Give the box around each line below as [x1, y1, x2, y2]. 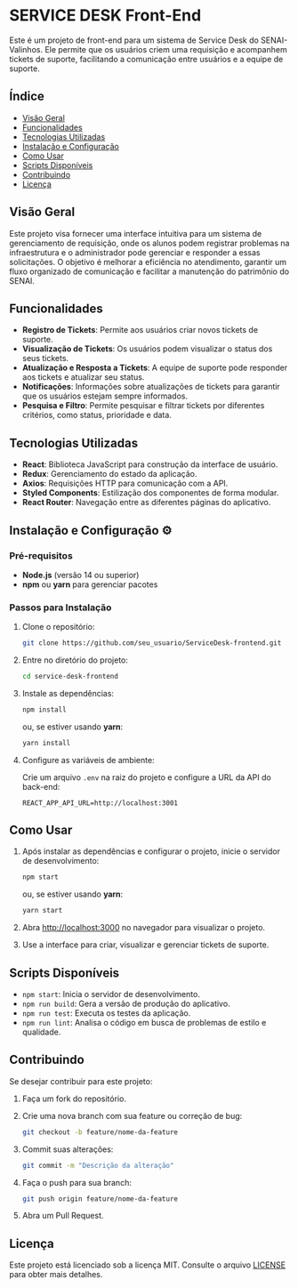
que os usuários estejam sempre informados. [21, 390, 189, 401]
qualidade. [21, 1026, 61, 1037]
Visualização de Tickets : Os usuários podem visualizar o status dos [21, 343, 273, 354]
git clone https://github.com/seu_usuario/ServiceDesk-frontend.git [21, 639, 282, 648]
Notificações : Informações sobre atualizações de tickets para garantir [21, 382, 280, 392]
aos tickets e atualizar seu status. [21, 372, 145, 382]
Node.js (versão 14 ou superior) [21, 569, 140, 580]
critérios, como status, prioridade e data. [21, 410, 172, 421]
